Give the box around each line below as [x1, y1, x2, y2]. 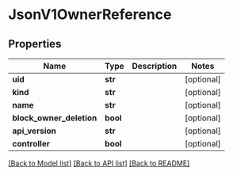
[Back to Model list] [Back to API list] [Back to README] [8, 158, 190, 168]
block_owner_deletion [12, 112, 97, 124]
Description [132, 61, 178, 71]
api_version [12, 125, 57, 136]
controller [12, 139, 50, 149]
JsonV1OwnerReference [8, 6, 172, 24]
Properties [8, 37, 62, 51]
